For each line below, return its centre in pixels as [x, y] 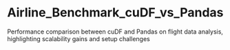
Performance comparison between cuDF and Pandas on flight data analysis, [115, 32]
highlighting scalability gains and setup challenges [79, 38]
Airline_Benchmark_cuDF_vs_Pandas [115, 13]
